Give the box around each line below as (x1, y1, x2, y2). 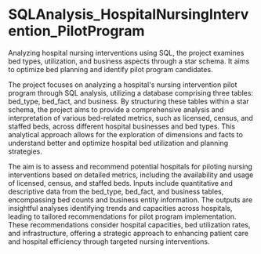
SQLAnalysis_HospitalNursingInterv (8, 5, 249, 24)
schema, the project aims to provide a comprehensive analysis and (8, 104, 224, 114)
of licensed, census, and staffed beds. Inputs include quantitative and (8, 178, 234, 187)
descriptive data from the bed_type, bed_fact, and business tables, (8, 187, 224, 196)
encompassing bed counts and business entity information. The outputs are (8, 194, 253, 205)
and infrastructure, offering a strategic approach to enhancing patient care (8, 228, 249, 238)
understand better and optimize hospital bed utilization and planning (8, 138, 229, 147)
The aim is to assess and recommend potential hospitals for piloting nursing (8, 161, 253, 171)
